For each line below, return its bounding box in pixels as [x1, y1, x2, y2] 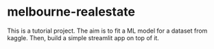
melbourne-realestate [7, 4, 136, 20]
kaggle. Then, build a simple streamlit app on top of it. [7, 33, 160, 42]
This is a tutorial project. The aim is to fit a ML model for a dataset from [7, 27, 208, 35]
